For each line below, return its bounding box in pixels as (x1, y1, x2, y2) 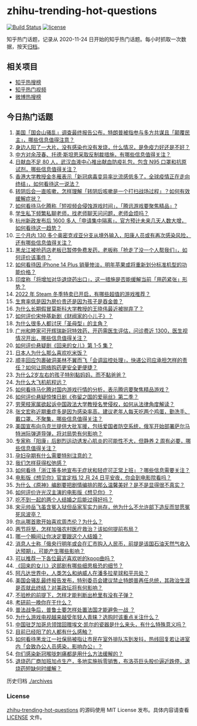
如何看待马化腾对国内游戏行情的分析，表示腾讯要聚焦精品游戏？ (15, 386, 169, 393)
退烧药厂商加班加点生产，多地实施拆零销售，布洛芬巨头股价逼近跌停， (15, 657, 185, 664)
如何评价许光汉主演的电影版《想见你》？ (15, 489, 113, 496)
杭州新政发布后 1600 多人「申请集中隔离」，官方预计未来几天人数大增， (15, 217, 187, 224)
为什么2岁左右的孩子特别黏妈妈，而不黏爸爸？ (15, 371, 127, 378)
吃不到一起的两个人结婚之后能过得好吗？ (15, 496, 113, 503)
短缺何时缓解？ (25, 665, 62, 672)
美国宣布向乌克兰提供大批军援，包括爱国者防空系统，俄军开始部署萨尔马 (15, 422, 190, 429)
